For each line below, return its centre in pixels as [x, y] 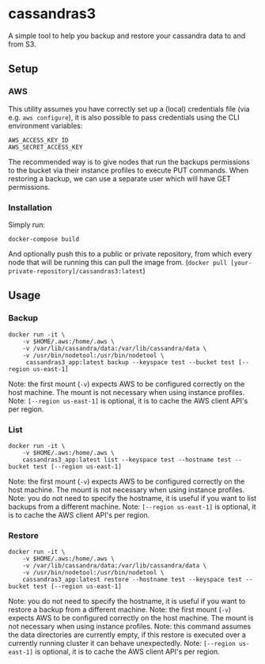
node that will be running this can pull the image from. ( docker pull [118, 262]
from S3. [23, 44]
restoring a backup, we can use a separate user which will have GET [120, 178]
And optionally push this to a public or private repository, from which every [130, 253]
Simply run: [27, 224]
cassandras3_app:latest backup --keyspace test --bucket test [131, 362]
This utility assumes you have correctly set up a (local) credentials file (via [129, 108]
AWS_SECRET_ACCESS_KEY [45, 147]
